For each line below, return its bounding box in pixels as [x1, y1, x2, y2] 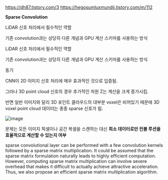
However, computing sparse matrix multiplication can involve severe [5, 158, 147, 164]
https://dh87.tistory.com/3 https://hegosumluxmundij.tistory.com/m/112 [5, 5, 153, 10]
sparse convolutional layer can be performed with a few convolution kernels [5, 142, 163, 148]
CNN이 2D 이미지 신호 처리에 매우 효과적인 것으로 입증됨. [5, 78, 118, 83]
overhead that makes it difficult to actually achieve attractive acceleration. [5, 163, 159, 169]
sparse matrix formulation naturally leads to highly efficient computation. [5, 153, 156, 159]
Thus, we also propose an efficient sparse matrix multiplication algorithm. [5, 169, 158, 175]
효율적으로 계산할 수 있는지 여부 [5, 132, 67, 138]
